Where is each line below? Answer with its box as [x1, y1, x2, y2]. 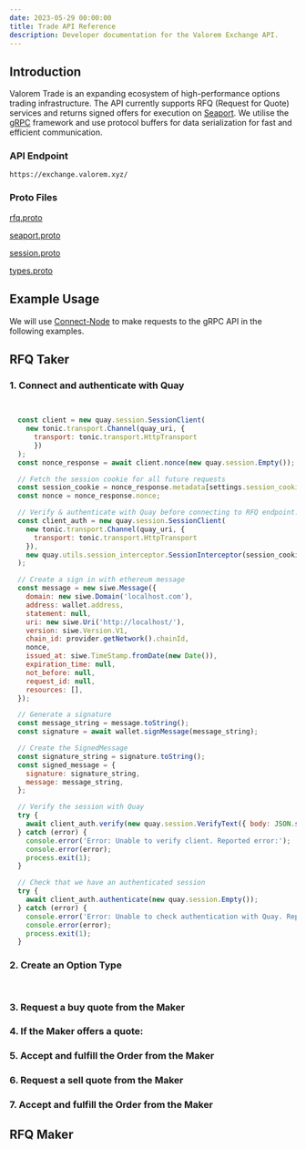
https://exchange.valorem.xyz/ [9, 170, 128, 180]
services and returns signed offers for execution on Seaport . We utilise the [9, 108, 290, 118]
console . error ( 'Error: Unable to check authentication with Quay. [25, 912, 283, 921]
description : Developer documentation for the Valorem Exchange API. [9, 30, 280, 39]
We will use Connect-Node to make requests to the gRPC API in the [9, 315, 262, 326]
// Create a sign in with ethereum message [17, 575, 185, 584]
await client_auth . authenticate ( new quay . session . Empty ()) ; [25, 895, 259, 905]
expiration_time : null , [25, 660, 117, 670]
